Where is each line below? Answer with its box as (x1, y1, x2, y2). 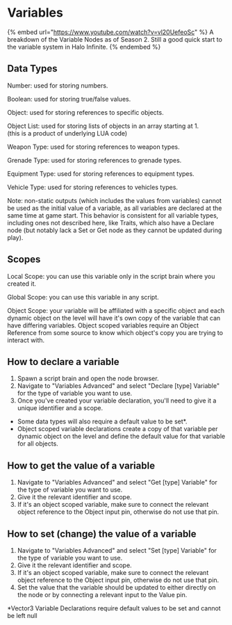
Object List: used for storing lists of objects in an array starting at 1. (7, 122, 199, 130)
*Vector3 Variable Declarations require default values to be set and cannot (7, 604, 221, 612)
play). (7, 233, 24, 241)
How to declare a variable (7, 356, 119, 368)
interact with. (7, 336, 45, 344)
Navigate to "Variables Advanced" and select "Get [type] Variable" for (17, 478, 217, 487)
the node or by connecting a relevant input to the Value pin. (17, 591, 188, 599)
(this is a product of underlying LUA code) (7, 129, 128, 137)
